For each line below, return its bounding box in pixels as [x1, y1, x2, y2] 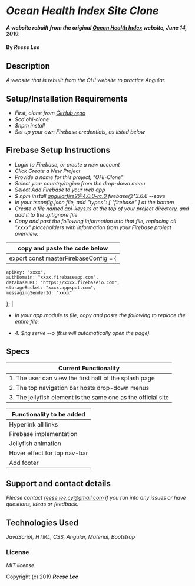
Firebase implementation [9, 429, 78, 438]
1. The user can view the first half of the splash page [9, 374, 155, 382]
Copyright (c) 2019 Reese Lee [6, 573, 78, 580]
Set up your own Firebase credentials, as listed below [14, 128, 146, 135]
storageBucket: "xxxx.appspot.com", [6, 285, 96, 291]
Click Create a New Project [14, 167, 81, 174]
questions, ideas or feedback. [6, 500, 79, 507]
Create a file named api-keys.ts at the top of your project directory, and [14, 205, 190, 212]
